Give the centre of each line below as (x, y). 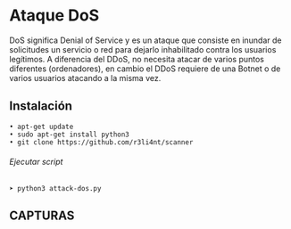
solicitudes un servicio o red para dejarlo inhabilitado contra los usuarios (143, 49)
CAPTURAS (42, 216)
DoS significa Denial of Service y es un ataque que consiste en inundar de (145, 40)
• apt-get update (42, 127)
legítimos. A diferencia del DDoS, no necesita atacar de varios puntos (137, 59)
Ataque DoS (54, 16)
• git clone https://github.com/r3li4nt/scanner (101, 142)
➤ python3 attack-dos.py (55, 188)
